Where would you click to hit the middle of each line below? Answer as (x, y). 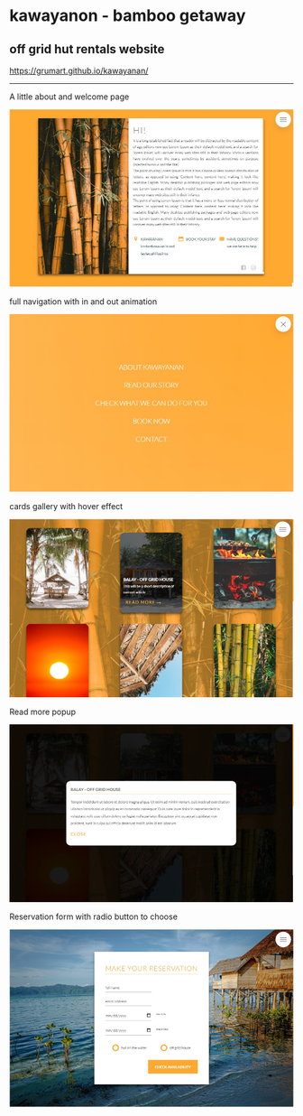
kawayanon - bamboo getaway (128, 16)
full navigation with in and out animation (83, 301)
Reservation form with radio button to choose (94, 916)
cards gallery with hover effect (66, 506)
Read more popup (43, 711)
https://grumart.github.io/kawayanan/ (79, 70)
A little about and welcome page (69, 97)
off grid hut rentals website (87, 49)
